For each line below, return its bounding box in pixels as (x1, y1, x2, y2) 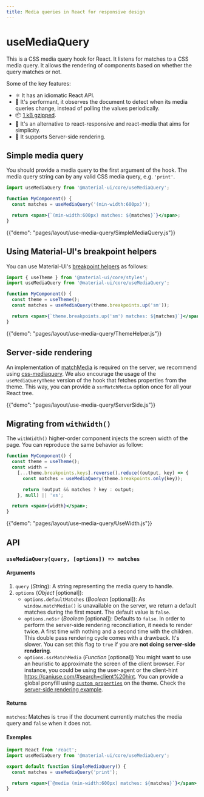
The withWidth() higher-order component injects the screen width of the (6, 435, 188, 442)
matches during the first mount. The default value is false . (24, 608, 171, 616)
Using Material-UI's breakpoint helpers (6, 246, 157, 257)
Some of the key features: (6, 80, 71, 87)
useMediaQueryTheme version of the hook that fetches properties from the (6, 376, 187, 384)
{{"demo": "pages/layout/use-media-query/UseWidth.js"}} (6, 520, 153, 527)
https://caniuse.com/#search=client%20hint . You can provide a (24, 673, 183, 680)
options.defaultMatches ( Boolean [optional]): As (24, 595, 146, 603)
